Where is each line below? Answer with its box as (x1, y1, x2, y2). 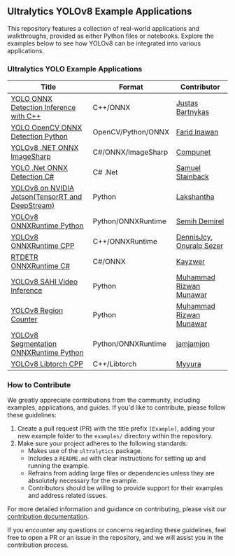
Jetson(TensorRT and (10, 192, 83, 202)
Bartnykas (176, 107, 210, 117)
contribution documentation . (7, 513, 90, 521)
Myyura (176, 359, 201, 369)
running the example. (27, 461, 90, 470)
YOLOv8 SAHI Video (10, 277, 78, 286)
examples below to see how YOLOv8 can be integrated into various (7, 39, 201, 48)
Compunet (176, 147, 211, 157)
